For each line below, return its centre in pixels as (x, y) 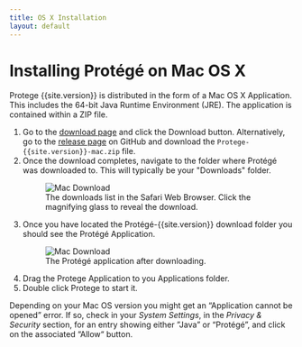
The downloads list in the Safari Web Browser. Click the (148, 197)
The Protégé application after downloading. (125, 261)
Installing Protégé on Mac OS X (128, 71)
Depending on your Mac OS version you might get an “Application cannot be (151, 306)
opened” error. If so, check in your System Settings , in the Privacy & (136, 315)
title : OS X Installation (58, 18)
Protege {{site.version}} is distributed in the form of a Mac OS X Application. (151, 96)
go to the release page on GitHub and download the (119, 142)
